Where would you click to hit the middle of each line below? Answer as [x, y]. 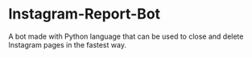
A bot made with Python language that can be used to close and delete [126, 36]
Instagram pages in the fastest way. [68, 44]
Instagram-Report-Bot [85, 14]
